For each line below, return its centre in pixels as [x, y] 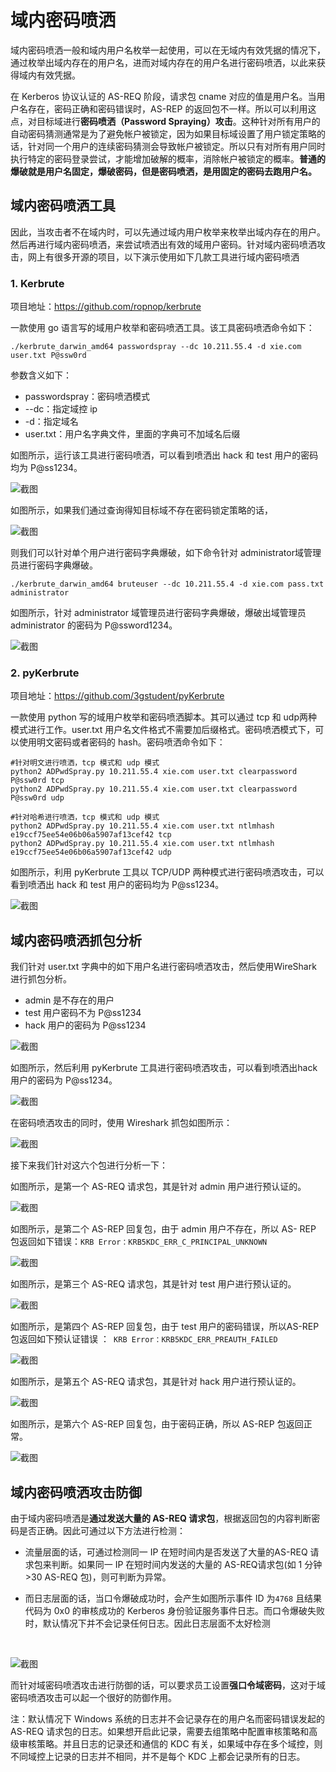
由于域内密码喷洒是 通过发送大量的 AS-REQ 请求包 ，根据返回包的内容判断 [161, 1518]
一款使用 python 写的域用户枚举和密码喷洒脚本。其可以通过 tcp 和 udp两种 [164, 717]
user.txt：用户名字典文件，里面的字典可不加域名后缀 [132, 434]
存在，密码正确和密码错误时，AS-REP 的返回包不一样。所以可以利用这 [172, 108]
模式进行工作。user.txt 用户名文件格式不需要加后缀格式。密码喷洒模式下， [163, 730]
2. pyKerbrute [45, 673]
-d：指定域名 [51, 422]
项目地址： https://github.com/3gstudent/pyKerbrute [117, 696]
